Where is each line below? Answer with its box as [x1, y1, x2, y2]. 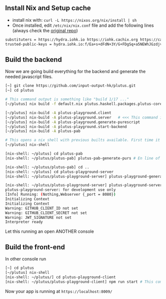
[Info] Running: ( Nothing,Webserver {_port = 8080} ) [5, 192, 116, 197]
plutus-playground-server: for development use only [5, 187, 116, 192]
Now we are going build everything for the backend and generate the [5, 69, 146, 75]
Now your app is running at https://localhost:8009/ [5, 288, 113, 294]
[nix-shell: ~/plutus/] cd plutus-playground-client [5, 274, 116, 280]
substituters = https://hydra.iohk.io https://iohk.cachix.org [5, 37, 138, 42]
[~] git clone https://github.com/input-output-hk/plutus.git [5, 84, 136, 88]
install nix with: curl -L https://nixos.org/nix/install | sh [12, 17, 137, 23]
